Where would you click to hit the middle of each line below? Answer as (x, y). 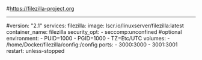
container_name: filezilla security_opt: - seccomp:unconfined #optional (94, 32)
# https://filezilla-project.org (40, 9)
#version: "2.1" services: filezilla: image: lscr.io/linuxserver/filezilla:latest (95, 26)
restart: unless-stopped (35, 51)
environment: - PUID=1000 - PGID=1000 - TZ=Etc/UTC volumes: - (88, 38)
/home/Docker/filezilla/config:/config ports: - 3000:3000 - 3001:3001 (92, 45)
